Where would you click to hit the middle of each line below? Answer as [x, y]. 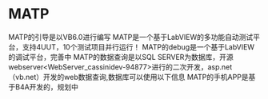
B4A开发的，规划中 [46, 87]
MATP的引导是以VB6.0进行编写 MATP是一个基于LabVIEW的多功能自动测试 [131, 37]
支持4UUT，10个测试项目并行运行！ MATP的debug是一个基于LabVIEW [138, 47]
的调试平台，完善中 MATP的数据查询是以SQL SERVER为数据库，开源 [121, 57]
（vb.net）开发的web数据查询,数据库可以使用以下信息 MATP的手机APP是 [129, 77]
